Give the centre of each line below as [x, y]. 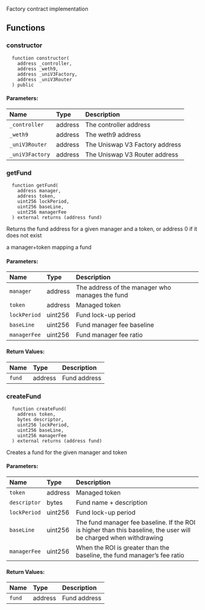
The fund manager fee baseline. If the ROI [136, 523]
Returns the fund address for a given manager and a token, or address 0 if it [102, 229]
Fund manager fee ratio [110, 335]
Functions [26, 28]
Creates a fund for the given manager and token [67, 452]
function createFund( [39, 409]
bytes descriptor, [41, 419]
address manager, [39, 191]
